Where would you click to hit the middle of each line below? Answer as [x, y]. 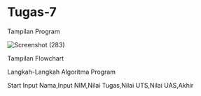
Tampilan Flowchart [36, 58]
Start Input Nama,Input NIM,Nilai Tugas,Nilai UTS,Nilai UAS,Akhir [100, 85]
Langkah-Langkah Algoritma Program [62, 72]
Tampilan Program [34, 31]
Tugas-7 [32, 12]
